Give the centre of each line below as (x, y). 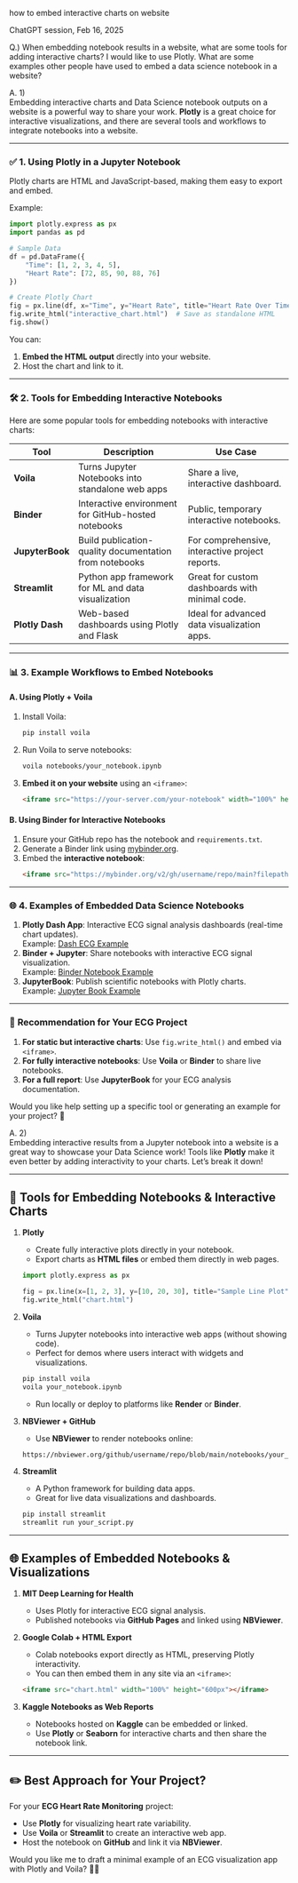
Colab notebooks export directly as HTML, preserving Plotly (145, 1655)
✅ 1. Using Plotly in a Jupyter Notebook (95, 162)
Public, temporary (225, 509)
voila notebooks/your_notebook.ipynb (92, 766)
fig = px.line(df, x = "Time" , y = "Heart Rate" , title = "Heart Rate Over (141, 306)
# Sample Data (35, 249)
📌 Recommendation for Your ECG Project (98, 1023)
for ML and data (111, 588)
